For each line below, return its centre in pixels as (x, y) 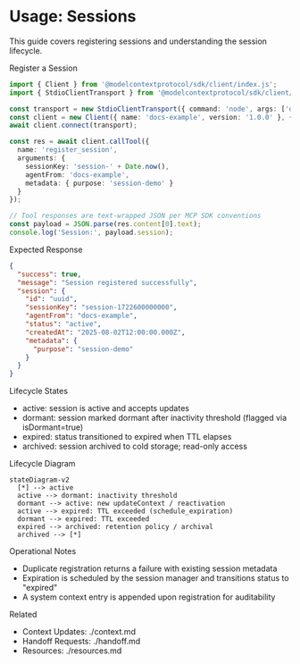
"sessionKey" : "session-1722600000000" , (101, 307)
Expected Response (46, 249)
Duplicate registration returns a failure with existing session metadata (150, 568)
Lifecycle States (39, 391)
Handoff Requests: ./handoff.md (81, 642)
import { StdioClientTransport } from (81, 92)
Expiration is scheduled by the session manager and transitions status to (155, 578)
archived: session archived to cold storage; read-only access (135, 446)
